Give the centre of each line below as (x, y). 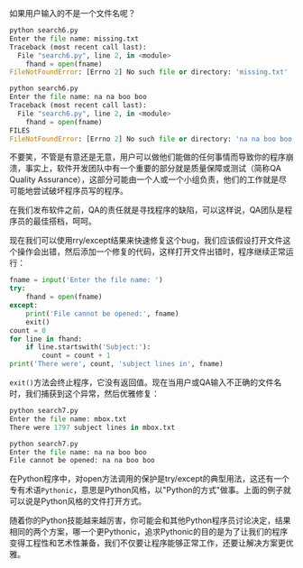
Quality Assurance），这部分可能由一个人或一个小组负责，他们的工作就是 (144, 179)
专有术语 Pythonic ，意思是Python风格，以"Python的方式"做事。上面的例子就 (150, 490)
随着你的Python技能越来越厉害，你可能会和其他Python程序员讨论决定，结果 (150, 520)
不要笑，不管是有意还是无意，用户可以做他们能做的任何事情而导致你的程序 (147, 157)
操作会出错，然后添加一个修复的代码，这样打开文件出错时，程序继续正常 (151, 252)
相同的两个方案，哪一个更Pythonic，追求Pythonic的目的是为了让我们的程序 (149, 532)
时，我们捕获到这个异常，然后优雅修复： (84, 394)
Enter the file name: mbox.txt (68, 419)
